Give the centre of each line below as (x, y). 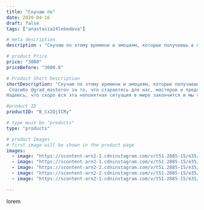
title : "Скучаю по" (31, 12)
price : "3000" (24, 62)
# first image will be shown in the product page (70, 145)
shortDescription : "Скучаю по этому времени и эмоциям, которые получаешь (103, 84)
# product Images (28, 139)
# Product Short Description (43, 78)
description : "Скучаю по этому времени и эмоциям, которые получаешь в (100, 45)
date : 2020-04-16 (28, 18)
